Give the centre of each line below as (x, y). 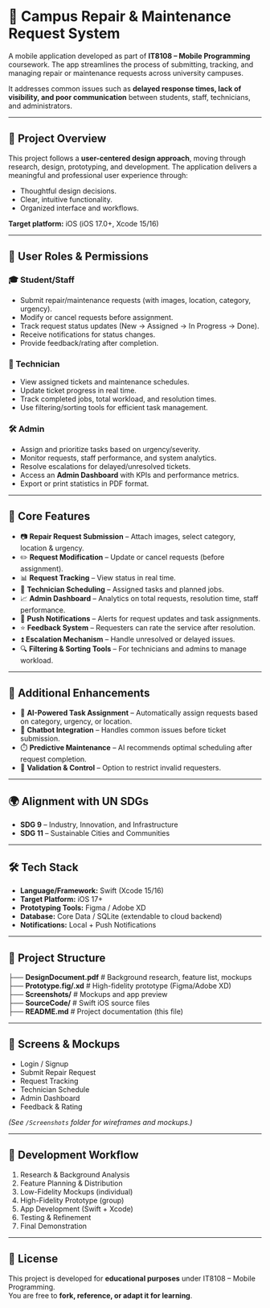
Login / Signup (44, 1064)
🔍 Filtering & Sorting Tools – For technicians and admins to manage (133, 649)
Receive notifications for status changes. (88, 334)
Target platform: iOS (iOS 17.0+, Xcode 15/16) (84, 223)
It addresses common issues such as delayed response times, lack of (125, 89)
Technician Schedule (55, 1089)
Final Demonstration (53, 1226)
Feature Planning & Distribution (71, 1183)
